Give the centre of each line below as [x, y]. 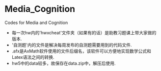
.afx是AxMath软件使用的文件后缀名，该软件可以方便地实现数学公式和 [81, 51]
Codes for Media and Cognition [36, 23]
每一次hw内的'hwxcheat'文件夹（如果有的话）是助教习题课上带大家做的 [84, 32]
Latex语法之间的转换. [33, 57]
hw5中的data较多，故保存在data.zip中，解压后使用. [64, 63]
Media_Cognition [40, 9]
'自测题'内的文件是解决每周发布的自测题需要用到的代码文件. [72, 45]
